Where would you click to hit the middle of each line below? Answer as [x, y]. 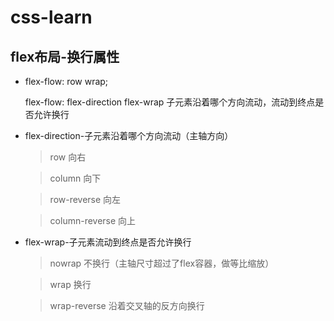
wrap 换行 [70, 284]
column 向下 [75, 178]
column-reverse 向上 [93, 220]
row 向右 [68, 157]
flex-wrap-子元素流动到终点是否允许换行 [108, 242]
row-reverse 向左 [85, 199]
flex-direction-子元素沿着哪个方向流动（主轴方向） [129, 135]
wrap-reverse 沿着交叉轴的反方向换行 [127, 305]
